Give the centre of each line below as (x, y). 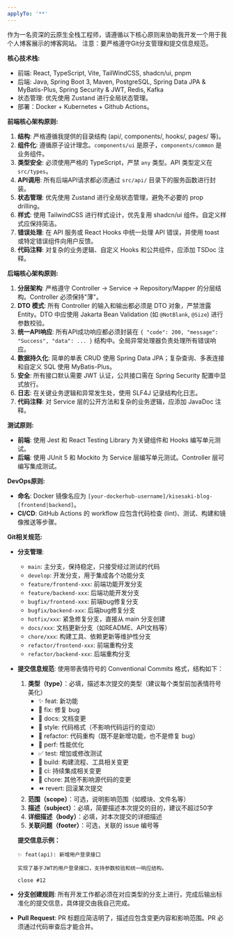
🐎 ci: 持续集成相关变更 (70, 770)
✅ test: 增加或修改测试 (70, 753)
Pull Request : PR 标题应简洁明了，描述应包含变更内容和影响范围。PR (116, 917)
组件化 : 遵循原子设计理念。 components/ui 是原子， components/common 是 (119, 145)
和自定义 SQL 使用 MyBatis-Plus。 (67, 367)
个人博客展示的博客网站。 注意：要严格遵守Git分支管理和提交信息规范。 (110, 43)
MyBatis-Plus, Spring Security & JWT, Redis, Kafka (90, 89)
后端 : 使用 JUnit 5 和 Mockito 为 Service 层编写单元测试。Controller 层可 (121, 457)
